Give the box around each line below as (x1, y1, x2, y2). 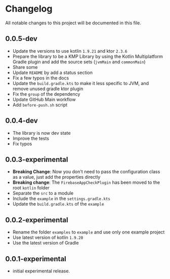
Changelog (5, 3, 53, 15)
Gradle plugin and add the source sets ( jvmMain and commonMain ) (12, 59, 146, 65)
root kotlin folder (12, 185, 50, 191)
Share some (12, 64, 38, 70)
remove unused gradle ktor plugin (12, 86, 83, 92)
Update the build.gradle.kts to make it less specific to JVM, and (12, 80, 149, 86)
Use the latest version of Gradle (12, 240, 79, 246)
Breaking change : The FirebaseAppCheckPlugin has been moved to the (12, 179, 160, 185)
